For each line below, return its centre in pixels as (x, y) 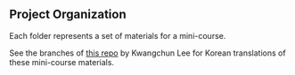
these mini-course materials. (61, 62)
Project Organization (68, 15)
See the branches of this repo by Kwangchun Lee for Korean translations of (148, 53)
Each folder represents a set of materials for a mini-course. (118, 35)
